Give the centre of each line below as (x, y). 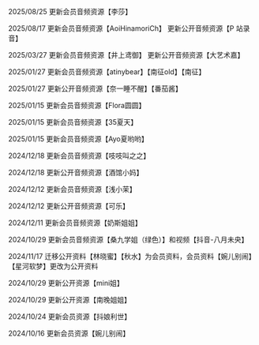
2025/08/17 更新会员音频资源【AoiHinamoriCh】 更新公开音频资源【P (121, 28)
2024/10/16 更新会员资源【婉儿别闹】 (69, 333)
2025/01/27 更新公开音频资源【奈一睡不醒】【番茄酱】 (96, 88)
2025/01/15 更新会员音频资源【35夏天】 (73, 122)
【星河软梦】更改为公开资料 (53, 266)
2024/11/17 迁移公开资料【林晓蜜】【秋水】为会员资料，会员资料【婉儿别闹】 (132, 256)
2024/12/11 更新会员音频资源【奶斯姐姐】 (75, 223)
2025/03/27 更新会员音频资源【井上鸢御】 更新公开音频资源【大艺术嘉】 (126, 55)
